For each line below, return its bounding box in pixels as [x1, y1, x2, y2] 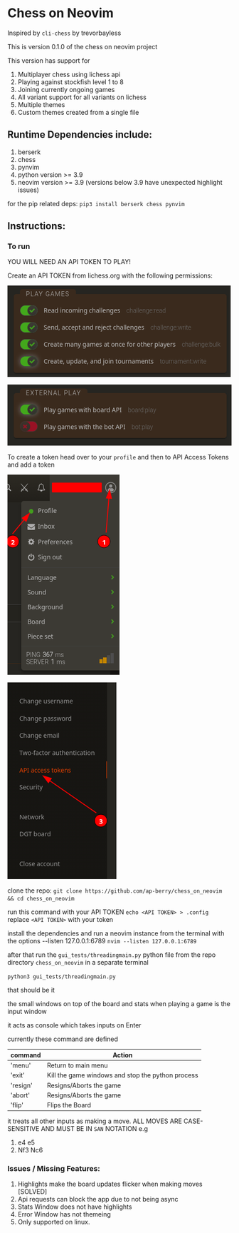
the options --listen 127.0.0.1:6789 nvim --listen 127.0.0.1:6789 [7, 937, 197, 945]
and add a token [7, 460, 55, 469]
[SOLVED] [17, 1187, 48, 1196]
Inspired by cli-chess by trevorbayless [7, 29, 122, 37]
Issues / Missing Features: [7, 1163, 101, 1173]
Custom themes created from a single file [17, 108, 139, 116]
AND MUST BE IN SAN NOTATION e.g [41, 1124, 148, 1132]
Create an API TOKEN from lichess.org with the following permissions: [7, 271, 213, 280]
